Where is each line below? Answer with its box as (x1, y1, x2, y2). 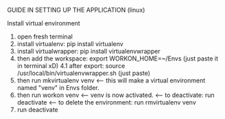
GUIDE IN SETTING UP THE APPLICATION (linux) (7, 6, 145, 14)
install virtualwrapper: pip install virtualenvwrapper (16, 47, 161, 55)
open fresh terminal (16, 32, 73, 41)
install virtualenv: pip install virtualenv (16, 40, 123, 47)
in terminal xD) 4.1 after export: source (16, 62, 126, 69)
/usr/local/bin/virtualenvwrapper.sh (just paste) (16, 69, 151, 77)
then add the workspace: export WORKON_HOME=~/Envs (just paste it (16, 54, 218, 63)
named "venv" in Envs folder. (16, 84, 99, 91)
